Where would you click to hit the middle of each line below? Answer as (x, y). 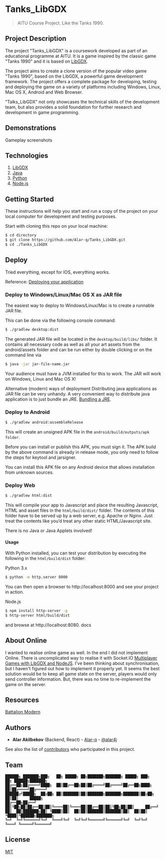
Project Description (36, 39)
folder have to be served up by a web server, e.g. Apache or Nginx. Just (79, 516)
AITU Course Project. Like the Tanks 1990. (61, 23)
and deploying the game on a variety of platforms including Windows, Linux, (83, 87)
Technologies (27, 155)
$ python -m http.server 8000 (37, 577)
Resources (22, 700)
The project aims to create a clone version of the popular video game (76, 71)
